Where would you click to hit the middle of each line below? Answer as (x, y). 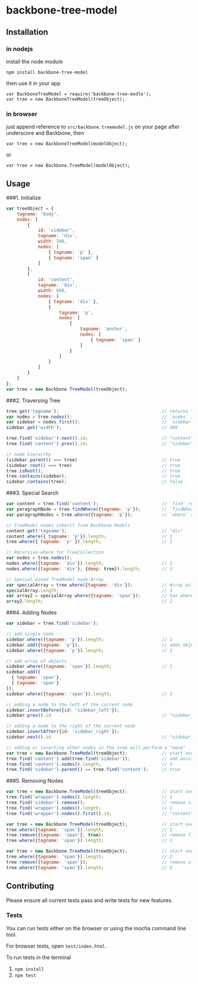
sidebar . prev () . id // (87, 715)
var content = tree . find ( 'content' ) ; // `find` (96, 504)
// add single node (30, 634)
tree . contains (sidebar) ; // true (93, 476)
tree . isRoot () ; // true (93, 471)
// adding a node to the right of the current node (71, 726)
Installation (27, 32)
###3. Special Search (32, 493)
